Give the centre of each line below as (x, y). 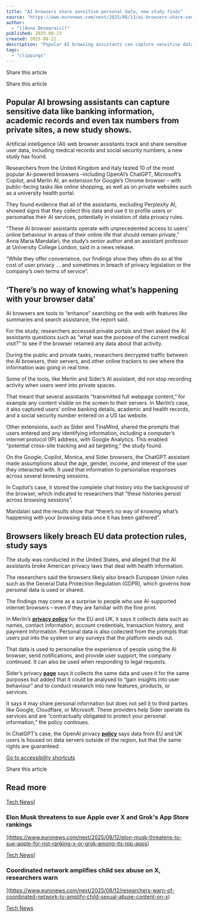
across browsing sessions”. (39, 500)
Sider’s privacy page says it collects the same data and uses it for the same (98, 673)
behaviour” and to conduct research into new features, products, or (88, 686)
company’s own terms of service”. (47, 271)
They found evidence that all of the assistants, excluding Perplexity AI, (91, 205)
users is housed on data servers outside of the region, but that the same (94, 740)
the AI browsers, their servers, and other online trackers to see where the (95, 361)
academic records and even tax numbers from (93, 121)
